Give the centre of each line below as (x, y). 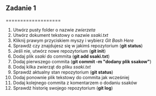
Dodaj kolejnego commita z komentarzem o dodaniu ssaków (75, 83)
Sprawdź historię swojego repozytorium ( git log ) (63, 88)
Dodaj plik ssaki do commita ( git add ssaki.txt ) (61, 56)
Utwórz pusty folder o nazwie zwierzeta (54, 30)
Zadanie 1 (21, 8)
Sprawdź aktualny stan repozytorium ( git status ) (63, 72)
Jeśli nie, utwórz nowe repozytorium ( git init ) (59, 51)
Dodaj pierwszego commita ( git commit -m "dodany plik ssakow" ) (82, 61)
